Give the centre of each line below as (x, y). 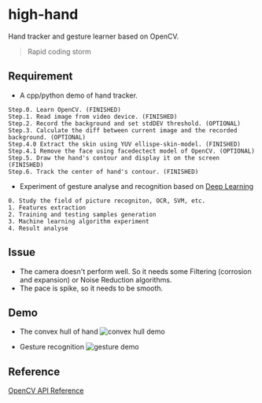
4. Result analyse (38, 228)
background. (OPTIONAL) (47, 137)
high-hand (43, 15)
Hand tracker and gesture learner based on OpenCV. (94, 36)
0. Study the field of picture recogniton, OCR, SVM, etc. (107, 201)
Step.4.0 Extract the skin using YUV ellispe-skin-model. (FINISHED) (125, 144)
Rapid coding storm (59, 51)
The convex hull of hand (59, 331)
